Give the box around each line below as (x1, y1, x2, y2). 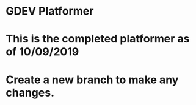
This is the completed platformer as (5, 32, 190, 46)
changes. (5, 86, 54, 100)
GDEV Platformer (5, 4, 94, 18)
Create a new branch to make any (5, 73, 179, 86)
